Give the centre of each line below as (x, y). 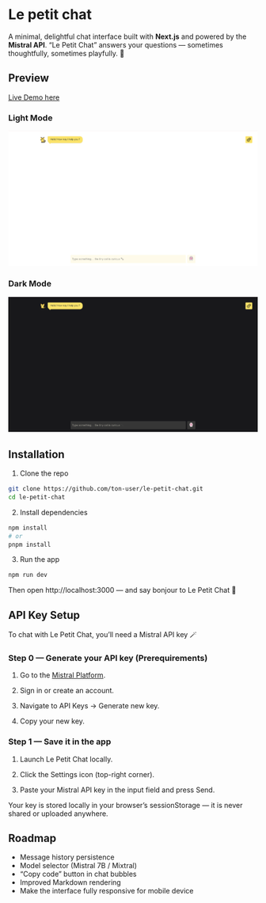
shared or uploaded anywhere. (58, 814)
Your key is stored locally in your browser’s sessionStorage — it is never (125, 805)
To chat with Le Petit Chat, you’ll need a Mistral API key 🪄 (103, 635)
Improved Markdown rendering (70, 882)
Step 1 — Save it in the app (60, 742)
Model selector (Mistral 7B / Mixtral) (78, 866)
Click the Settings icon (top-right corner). (87, 774)
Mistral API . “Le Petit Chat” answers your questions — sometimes (116, 44)
